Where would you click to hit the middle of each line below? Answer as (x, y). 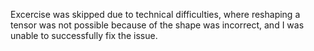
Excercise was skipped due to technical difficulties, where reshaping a (155, 14)
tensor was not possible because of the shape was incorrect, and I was (157, 25)
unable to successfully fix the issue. (84, 35)
